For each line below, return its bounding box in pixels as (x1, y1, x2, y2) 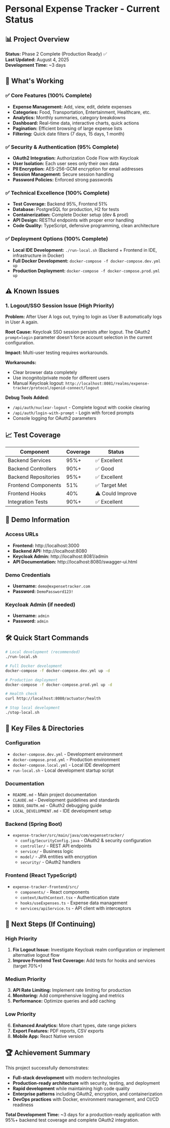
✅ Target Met (95, 482, 127, 489)
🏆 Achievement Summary (5, 1049, 90, 1057)
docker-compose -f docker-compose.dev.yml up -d (5, 668, 110, 673)
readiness (12, 1102, 34, 1108)
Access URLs (5, 531, 39, 538)
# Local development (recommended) (5, 650, 81, 655)
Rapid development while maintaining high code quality (12, 1085, 130, 1091)
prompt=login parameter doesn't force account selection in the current (5, 334, 152, 340)
